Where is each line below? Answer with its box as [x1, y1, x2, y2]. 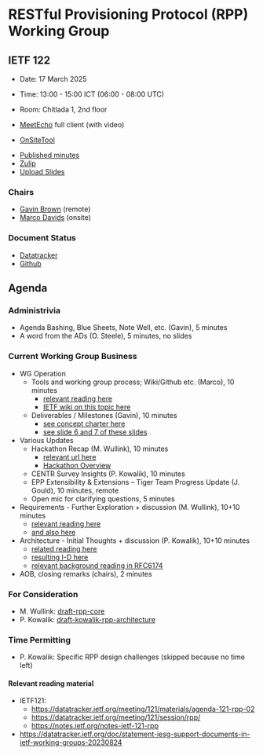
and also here [31, 527, 76, 537]
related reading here [31, 544, 97, 553]
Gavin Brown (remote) [19, 204, 91, 214]
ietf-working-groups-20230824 [19, 738, 122, 747]
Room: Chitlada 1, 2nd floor [19, 104, 108, 114]
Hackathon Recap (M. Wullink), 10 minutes [31, 444, 169, 453]
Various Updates [19, 435, 74, 445]
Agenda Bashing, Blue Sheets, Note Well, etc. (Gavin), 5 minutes [19, 323, 228, 332]
